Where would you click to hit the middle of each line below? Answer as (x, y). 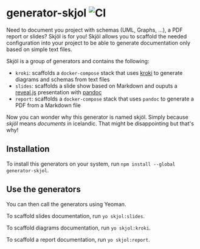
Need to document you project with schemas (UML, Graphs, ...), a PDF (95, 30)
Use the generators (43, 190)
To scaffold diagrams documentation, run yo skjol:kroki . (78, 228)
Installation (28, 149)
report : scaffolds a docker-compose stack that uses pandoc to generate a (105, 99)
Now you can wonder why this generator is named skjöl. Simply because (97, 117)
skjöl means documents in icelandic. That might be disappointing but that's (100, 123)
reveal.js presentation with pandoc (58, 92)
